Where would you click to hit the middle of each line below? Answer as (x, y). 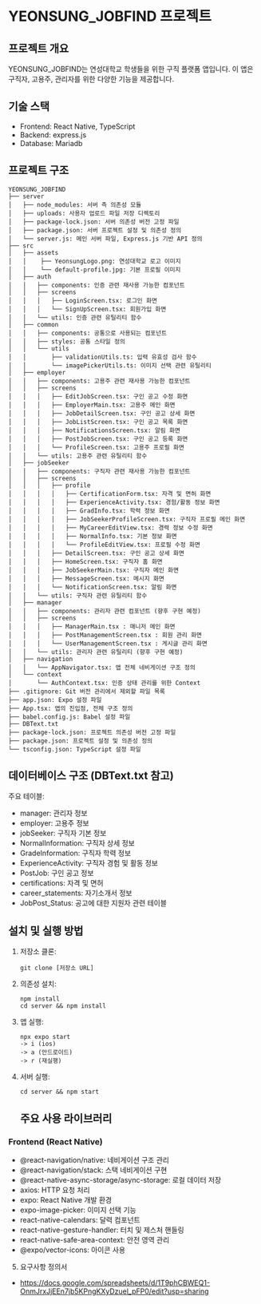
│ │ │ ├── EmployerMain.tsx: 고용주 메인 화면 (92, 405)
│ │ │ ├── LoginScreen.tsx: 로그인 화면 (83, 300)
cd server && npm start (59, 1092)
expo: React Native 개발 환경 (66, 1199)
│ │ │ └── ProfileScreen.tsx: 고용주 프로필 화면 (97, 447)
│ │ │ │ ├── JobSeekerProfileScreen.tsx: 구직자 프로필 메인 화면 (127, 519)
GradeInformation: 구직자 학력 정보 (75, 853)
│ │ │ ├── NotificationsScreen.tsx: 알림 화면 (95, 430)
